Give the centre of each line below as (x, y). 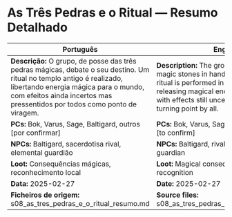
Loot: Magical (179, 164)
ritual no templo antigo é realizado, (67, 78)
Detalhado (37, 27)
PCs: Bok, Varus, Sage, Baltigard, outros (75, 124)
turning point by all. (187, 108)
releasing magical (185, 91)
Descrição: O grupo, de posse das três (74, 61)
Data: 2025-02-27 (43, 183)
